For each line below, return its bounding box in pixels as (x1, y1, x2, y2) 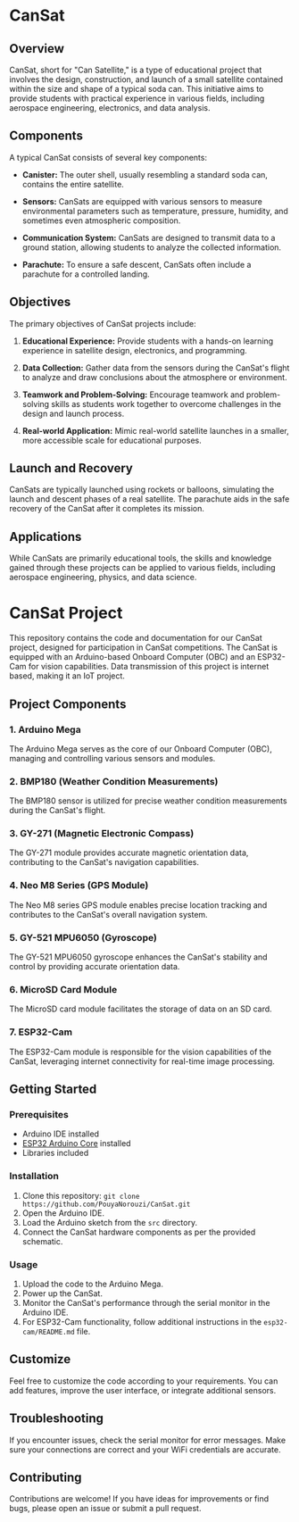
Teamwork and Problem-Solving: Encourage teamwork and (21, 389, 245, 400)
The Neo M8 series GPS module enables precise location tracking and (9, 899, 268, 911)
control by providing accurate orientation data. (9, 961, 180, 972)
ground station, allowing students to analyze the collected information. (21, 242, 282, 253)
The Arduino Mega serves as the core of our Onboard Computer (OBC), (9, 743, 272, 754)
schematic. (21, 1235, 63, 1246)
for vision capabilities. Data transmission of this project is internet (28, 661, 270, 672)
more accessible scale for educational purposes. (21, 435, 203, 445)
